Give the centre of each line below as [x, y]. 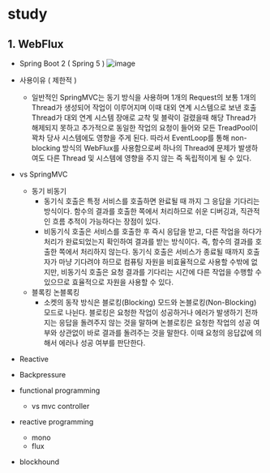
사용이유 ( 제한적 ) [48, 80]
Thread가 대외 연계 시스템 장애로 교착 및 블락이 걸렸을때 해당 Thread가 [144, 117]
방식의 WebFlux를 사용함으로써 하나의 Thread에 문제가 [149, 148]
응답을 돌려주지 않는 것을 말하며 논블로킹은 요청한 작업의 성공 [155, 322]
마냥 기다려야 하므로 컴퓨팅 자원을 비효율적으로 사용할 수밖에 [154, 262]
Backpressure [43, 375]
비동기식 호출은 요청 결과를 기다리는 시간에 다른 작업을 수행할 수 [162, 272]
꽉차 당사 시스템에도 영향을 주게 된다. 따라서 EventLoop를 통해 [130, 138]
